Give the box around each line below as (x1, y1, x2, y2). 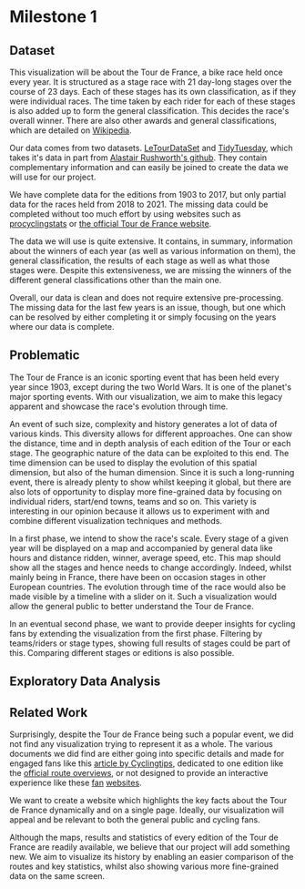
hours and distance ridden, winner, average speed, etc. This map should (9, 552, 281, 563)
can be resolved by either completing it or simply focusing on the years (9, 312, 277, 322)
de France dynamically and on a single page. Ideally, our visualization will (9, 804, 285, 816)
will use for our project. (9, 171, 97, 182)
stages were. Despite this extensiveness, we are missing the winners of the (9, 265, 292, 275)
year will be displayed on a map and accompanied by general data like (9, 542, 273, 553)
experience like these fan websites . (9, 777, 143, 789)
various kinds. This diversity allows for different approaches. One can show (9, 428, 293, 439)
